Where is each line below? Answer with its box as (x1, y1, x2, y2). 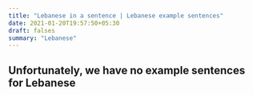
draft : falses (8, 26, 56, 34)
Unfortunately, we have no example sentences (8, 63, 246, 77)
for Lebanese (8, 76, 76, 89)
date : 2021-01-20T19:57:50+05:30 (8, 19, 120, 27)
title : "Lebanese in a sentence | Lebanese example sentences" (8, 11, 224, 20)
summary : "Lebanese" (8, 34, 78, 42)
